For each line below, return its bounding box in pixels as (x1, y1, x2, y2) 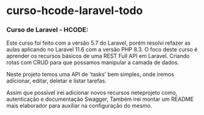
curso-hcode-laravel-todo (6, 4, 143, 18)
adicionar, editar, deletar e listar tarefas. (6, 77, 107, 84)
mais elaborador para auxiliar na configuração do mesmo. (6, 102, 153, 109)
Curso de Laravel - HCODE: (6, 26, 89, 34)
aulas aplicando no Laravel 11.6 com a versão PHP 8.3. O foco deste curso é (6, 46, 198, 53)
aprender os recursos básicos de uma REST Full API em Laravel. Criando (6, 53, 190, 60)
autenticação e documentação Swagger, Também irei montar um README (6, 95, 194, 103)
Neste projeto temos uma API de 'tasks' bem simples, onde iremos (6, 71, 175, 78)
